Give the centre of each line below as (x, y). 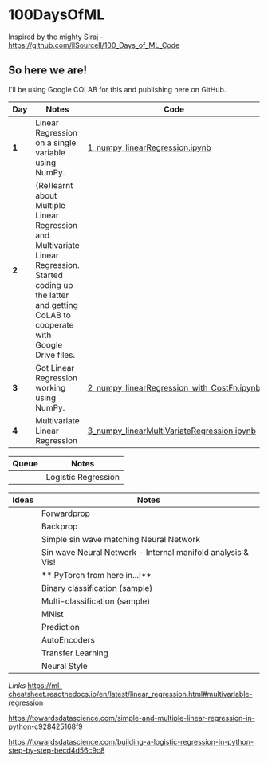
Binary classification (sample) (97, 588)
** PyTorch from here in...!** (96, 575)
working (51, 387)
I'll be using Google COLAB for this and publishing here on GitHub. (117, 89)
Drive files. (55, 355)
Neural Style (64, 666)
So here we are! (48, 71)
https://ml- (45, 685)
